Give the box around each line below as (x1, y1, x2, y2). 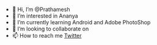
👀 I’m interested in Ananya (12, 12, 78, 19)
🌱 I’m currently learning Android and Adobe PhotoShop (12, 19, 151, 26)
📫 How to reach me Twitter (12, 32, 82, 39)
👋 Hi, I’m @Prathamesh (12, 6, 70, 13)
